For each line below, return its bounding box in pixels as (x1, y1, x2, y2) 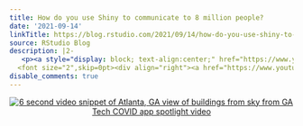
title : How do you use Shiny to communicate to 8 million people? (9, 13, 264, 22)
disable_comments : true (9, 72, 99, 81)
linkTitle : (9, 30, 50, 39)
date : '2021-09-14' (9, 22, 83, 31)
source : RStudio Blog (9, 38, 91, 48)
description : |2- (9, 47, 75, 56)
